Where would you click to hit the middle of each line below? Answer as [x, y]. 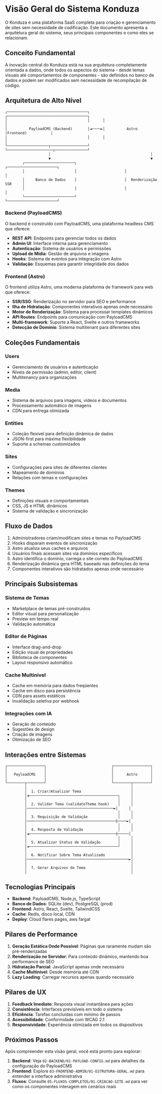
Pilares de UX [26, 992]
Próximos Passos [32, 1040]
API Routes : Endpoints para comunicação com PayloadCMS [72, 317]
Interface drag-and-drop [37, 647]
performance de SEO [33, 962]
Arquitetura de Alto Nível [43, 101]
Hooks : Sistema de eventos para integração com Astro [67, 258]
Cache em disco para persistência [46, 691]
